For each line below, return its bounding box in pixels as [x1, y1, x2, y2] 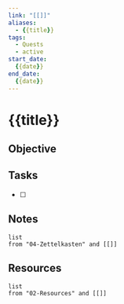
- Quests [15, 41, 44, 49]
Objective [8, 142, 57, 156]
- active [15, 48, 44, 56]
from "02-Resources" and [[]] [8, 289, 108, 297]
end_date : [8, 70, 41, 78]
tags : [8, 33, 26, 42]
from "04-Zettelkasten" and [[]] [8, 240, 118, 248]
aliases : [8, 19, 37, 27]
